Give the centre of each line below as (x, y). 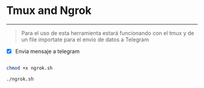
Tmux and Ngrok (49, 11)
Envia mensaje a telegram (47, 51)
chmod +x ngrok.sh (29, 68)
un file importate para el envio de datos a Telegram (85, 39)
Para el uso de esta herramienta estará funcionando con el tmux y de (107, 33)
